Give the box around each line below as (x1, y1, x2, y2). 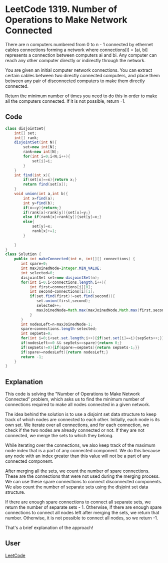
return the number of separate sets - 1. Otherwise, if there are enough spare (5, 504, 162, 510)
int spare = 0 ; (20, 261, 48, 266)
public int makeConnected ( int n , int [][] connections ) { (14, 257, 135, 262)
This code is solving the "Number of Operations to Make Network (5, 391, 140, 397)
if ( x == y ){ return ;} (23, 205, 61, 210)
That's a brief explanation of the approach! (5, 525, 93, 531)
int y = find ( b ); (23, 201, 55, 206)
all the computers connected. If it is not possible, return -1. (5, 98, 126, 104)
